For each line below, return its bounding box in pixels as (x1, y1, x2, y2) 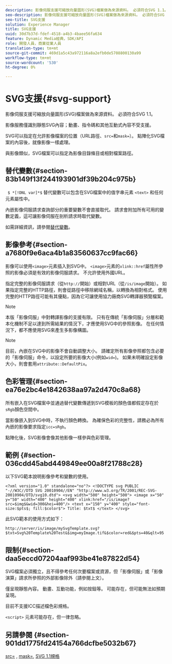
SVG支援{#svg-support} (5, 93, 112, 105)
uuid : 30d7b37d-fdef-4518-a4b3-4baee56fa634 (5, 31, 102, 36)
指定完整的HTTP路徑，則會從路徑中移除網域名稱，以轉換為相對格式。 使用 (9, 287, 167, 293)
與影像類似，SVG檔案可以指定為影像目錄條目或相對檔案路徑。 (5, 150, 136, 157)
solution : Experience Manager (5, 22, 70, 27)
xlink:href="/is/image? (79, 497, 130, 502)
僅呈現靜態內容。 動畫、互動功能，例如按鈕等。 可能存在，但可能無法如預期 (5, 586, 165, 592)
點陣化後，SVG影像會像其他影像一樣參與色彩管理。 (5, 434, 114, 441)
